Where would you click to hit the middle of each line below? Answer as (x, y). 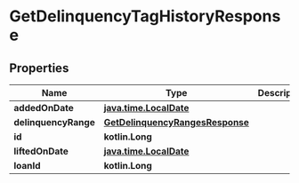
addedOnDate (44, 108)
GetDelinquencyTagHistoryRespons (145, 16)
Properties (39, 68)
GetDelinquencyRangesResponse (176, 122)
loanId (28, 166)
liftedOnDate (41, 151)
